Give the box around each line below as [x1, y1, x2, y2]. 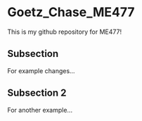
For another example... [7, 106, 72, 114]
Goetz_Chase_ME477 [7, 4, 135, 20]
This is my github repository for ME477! [7, 27, 122, 36]
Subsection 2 [7, 87, 67, 99]
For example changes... [7, 66, 75, 75]
